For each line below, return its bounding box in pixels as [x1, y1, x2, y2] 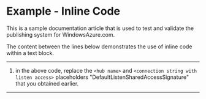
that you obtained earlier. [15, 79, 79, 87]
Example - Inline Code [6, 4, 121, 18]
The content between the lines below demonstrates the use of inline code [6, 43, 193, 50]
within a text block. [6, 49, 54, 56]
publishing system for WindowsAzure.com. [6, 31, 115, 38]
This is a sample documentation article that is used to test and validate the [6, 24, 194, 32]
